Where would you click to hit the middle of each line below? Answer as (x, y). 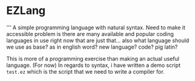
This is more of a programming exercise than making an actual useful (93, 58)
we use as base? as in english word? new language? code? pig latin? (92, 47)
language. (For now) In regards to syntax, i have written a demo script (94, 65)
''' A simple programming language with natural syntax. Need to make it (96, 27)
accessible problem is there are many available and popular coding (90, 33)
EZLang (26, 11)
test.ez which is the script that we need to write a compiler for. (86, 71)
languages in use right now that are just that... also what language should (98, 40)
